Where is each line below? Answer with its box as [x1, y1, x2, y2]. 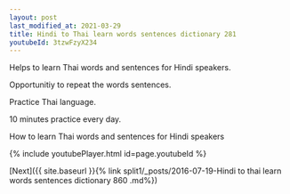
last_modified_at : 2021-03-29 [9, 21, 122, 30]
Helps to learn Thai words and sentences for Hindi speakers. [9, 62, 231, 73]
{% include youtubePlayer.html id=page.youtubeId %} [9, 149, 207, 159]
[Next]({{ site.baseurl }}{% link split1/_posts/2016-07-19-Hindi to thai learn [9, 166, 282, 176]
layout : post [9, 12, 58, 22]
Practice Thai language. [9, 97, 96, 108]
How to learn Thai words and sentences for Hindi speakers [9, 131, 225, 142]
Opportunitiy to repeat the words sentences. [9, 79, 172, 90]
